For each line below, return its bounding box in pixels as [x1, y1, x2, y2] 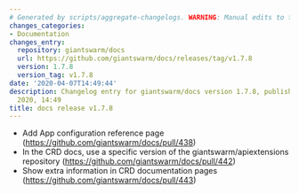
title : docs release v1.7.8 [9, 104, 114, 113]
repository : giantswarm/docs [17, 46, 125, 55]
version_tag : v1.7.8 [17, 71, 93, 80]
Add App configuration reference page [21, 128, 165, 138]
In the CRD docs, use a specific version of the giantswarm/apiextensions [21, 147, 289, 158]
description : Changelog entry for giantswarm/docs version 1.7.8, [9, 87, 261, 96]
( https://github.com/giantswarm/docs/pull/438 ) [21, 137, 197, 148]
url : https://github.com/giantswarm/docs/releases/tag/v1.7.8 [17, 54, 253, 63]
